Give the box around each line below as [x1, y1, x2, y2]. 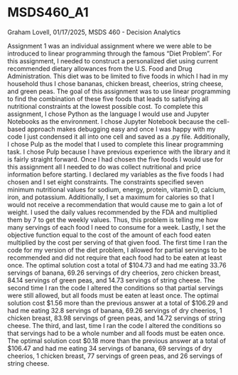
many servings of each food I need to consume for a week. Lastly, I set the [7, 223, 226, 231]
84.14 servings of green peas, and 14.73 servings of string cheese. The [7, 275, 215, 285]
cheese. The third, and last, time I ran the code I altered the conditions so [7, 321, 222, 329]
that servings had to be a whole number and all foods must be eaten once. [7, 329, 225, 337]
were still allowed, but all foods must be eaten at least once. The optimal [7, 291, 219, 300]
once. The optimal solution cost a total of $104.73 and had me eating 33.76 [7, 260, 227, 269]
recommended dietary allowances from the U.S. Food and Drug [7, 64, 193, 73]
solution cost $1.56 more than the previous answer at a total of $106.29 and [7, 298, 229, 307]
